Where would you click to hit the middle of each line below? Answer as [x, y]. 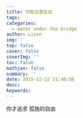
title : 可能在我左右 [29, 12]
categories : [21, 23]
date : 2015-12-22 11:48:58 [40, 79]
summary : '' [21, 74]
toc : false [20, 62]
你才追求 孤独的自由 [31, 108]
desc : [13, 85]
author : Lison [24, 34]
